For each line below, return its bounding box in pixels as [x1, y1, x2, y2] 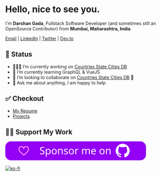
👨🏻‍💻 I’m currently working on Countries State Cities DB [12, 63, 127, 69]
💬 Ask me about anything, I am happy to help [12, 79, 106, 85]
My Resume [12, 108, 38, 114]
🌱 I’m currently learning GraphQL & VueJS [12, 69, 100, 75]
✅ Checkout [5, 95, 44, 103]
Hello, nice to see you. [5, 4, 100, 15]
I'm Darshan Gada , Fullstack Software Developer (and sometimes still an [5, 20, 156, 26]
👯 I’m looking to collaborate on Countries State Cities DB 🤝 [12, 74, 134, 80]
